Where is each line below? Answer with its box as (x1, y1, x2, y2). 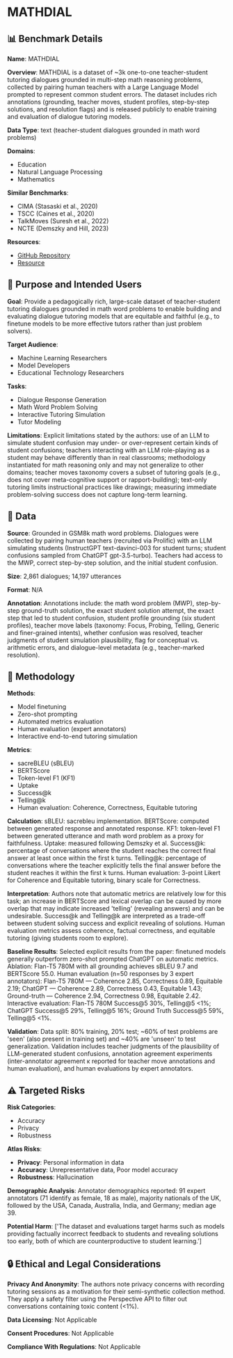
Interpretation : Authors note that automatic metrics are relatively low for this (7, 890, 227, 898)
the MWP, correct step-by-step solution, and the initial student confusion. (7, 558, 218, 567)
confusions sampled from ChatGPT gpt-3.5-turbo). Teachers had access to (7, 551, 223, 559)
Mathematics (17, 175, 55, 183)
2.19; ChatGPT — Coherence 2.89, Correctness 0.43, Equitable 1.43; (7, 984, 203, 993)
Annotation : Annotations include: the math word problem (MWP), (7, 599, 195, 607)
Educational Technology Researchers (17, 368, 124, 376)
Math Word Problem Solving (17, 403, 98, 411)
